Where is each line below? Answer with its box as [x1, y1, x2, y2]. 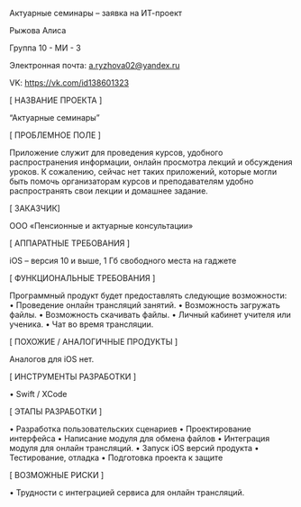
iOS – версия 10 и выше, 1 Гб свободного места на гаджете [9, 256, 237, 266]
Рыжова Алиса [9, 25, 67, 35]
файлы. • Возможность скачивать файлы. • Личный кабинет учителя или [9, 310, 291, 320]
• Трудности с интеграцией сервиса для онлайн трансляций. [9, 487, 245, 498]
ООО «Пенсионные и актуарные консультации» [9, 221, 194, 231]
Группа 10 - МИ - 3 [9, 42, 81, 53]
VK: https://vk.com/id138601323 [9, 77, 129, 88]
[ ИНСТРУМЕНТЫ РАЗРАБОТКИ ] [9, 371, 137, 382]
